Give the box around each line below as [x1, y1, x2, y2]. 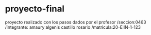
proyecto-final [5, 3, 65, 14]
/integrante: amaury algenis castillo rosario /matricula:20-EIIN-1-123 [5, 24, 141, 30]
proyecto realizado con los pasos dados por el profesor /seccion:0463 [5, 19, 147, 25]
